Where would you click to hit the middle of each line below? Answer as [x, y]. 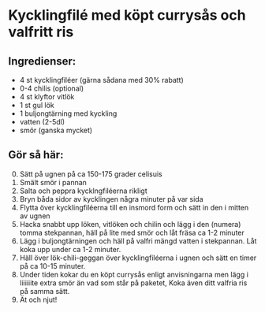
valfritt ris [41, 32]
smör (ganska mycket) [56, 130]
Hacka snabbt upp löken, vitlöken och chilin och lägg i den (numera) [130, 224]
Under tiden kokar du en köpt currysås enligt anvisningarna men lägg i [134, 274]
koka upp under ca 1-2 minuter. [70, 249]
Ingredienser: [42, 61]
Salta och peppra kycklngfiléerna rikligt [83, 191]
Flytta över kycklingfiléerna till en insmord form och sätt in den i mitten [134, 207]
